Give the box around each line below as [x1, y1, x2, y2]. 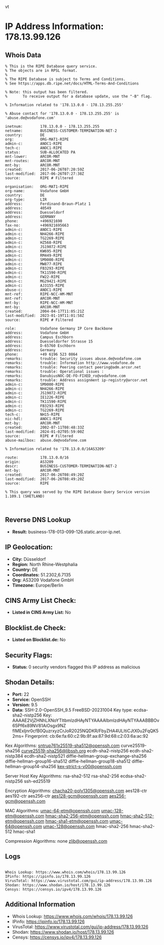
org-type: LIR [5, 197, 47, 202]
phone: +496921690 [5, 219, 63, 224]
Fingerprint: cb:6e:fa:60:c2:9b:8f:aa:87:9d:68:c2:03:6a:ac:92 [25, 733, 148, 739]
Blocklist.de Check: [5, 624, 66, 632]
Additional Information [5, 900, 75, 909]
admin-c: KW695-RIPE [5, 249, 63, 254]
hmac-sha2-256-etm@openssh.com [45, 813, 119, 819]
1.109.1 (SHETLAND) [5, 494, 45, 499]
